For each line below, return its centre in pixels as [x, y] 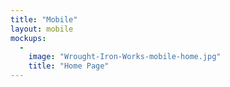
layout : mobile [42, 29]
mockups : [28, 38]
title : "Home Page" [69, 66]
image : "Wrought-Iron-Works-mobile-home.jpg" [125, 57]
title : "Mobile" [44, 19]
